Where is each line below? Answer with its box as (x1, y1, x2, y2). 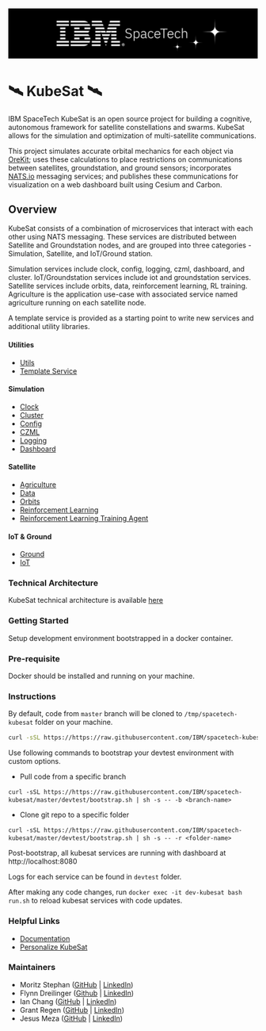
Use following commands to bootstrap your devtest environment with (8, 748, 234, 757)
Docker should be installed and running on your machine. (8, 671, 196, 681)
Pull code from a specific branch (19, 772, 127, 781)
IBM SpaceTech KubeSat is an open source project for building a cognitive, (8, 113, 253, 123)
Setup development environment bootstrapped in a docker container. (8, 633, 234, 642)
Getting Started (8, 615, 69, 627)
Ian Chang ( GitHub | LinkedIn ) (19, 996, 117, 1006)
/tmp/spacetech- (184, 711, 238, 719)
